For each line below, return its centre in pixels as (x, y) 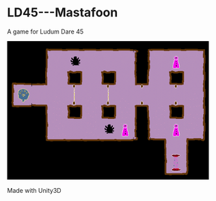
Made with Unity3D (34, 190)
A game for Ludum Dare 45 (45, 31)
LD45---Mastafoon (63, 13)
